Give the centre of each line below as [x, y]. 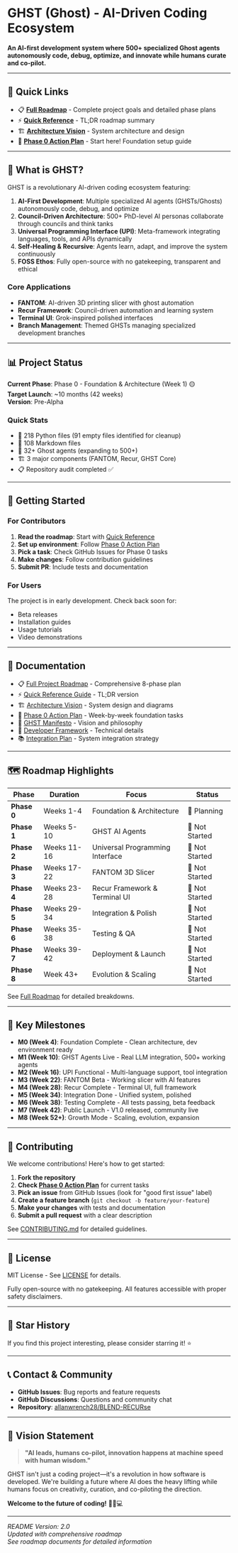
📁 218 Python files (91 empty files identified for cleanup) [99, 435]
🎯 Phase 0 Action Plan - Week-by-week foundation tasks [101, 715]
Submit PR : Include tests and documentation [83, 567]
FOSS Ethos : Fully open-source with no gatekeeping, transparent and [119, 261]
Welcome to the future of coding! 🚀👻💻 [65, 1503]
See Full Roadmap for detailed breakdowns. [71, 996]
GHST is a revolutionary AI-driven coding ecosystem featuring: [99, 187]
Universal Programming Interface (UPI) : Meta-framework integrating [119, 231]
